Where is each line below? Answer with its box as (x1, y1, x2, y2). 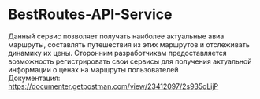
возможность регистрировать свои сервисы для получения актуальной (8, 57, 252, 66)
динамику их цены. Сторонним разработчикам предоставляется (8, 48, 227, 57)
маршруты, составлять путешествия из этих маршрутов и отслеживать (8, 39, 250, 49)
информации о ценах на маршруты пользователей (8, 64, 179, 74)
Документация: (8, 73, 61, 82)
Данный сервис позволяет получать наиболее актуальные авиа (8, 31, 225, 41)
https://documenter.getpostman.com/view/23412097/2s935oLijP (8, 81, 219, 91)
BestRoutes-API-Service (8, 5, 173, 24)
